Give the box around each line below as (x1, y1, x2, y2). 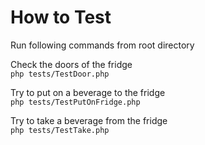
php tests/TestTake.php (10, 125, 110, 135)
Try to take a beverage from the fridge (10, 114, 168, 126)
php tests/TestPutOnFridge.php (10, 97, 141, 107)
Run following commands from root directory (10, 39, 195, 51)
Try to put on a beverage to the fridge (10, 86, 166, 98)
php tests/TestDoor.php (10, 69, 110, 79)
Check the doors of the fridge (10, 58, 133, 70)
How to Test (10, 6, 112, 29)
